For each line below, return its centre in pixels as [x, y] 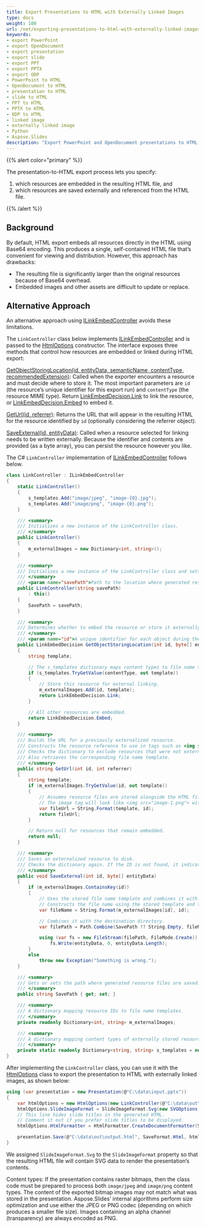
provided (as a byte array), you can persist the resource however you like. [99, 446]
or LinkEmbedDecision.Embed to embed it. [60, 403]
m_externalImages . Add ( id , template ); [87, 690]
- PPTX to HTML [26, 108]
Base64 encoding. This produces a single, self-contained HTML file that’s [99, 249]
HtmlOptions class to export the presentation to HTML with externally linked [102, 1074]
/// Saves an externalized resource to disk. [76, 859]
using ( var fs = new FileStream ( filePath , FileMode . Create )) [118, 938]
